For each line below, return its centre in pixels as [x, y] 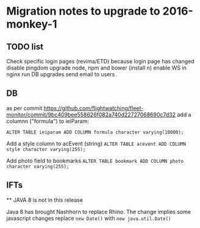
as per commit [24, 108]
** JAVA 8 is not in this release [45, 200]
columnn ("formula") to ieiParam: [48, 121]
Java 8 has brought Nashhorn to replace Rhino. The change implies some [98, 212]
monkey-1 [32, 24]
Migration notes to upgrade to [83, 11]
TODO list [25, 47]
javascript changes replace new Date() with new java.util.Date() [89, 218]
